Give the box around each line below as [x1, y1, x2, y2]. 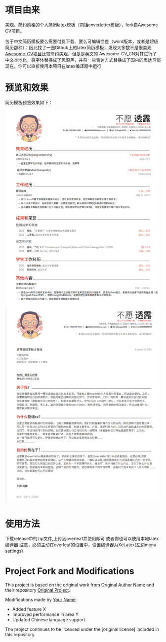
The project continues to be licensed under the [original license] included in [5, 626, 159, 632]
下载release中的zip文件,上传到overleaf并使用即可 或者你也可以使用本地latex [5, 535, 159, 541]
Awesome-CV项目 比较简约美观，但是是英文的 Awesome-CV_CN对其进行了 [5, 50, 157, 57]
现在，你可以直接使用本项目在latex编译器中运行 [5, 63, 102, 69]
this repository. [5, 631, 36, 637]
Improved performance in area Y [12, 611, 79, 617]
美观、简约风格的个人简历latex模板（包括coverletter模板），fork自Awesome [5, 22, 158, 28]
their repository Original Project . [5, 587, 71, 593]
